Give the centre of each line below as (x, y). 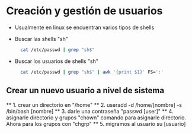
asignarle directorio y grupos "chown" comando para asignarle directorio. (96, 118)
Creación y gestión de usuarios (84, 11)
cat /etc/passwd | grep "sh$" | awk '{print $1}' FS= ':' (92, 72)
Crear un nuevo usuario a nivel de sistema (85, 91)
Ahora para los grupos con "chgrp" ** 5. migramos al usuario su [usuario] (96, 123)
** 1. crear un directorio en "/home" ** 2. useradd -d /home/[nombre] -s (94, 104)
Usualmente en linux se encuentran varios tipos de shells (84, 27)
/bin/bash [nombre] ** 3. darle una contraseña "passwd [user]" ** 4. (90, 111)
